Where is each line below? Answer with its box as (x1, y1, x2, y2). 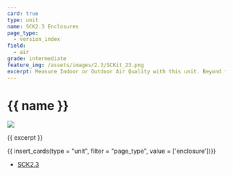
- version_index (13, 36, 60, 43)
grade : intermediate (7, 55, 67, 62)
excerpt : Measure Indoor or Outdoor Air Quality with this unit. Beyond (7, 68, 222, 75)
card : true (7, 10, 39, 17)
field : (7, 42, 26, 49)
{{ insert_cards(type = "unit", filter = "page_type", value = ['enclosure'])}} (7, 147, 216, 156)
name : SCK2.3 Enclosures (7, 23, 79, 30)
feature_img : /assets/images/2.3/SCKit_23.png (7, 62, 144, 68)
